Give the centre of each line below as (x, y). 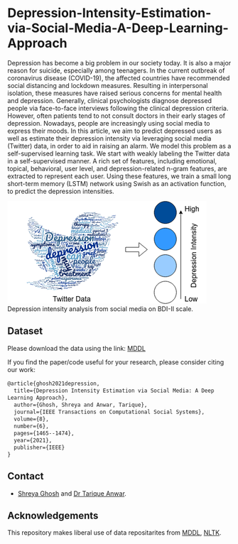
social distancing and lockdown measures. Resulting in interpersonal (108, 85)
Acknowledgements (53, 515)
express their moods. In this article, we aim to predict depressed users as (115, 131)
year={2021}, (33, 440)
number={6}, (32, 426)
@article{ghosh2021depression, (54, 383)
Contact (26, 476)
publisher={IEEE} (39, 447)
